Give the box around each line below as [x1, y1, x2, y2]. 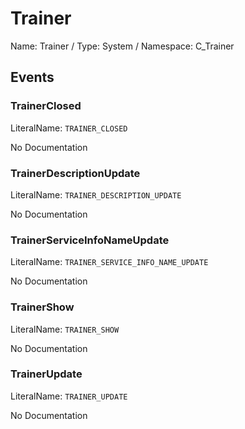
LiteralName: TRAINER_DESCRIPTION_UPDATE [10, 188, 182, 201]
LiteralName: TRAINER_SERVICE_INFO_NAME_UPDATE [10, 256, 209, 268]
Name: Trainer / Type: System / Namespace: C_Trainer [10, 40, 235, 52]
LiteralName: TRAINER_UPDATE [10, 390, 128, 402]
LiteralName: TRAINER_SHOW [10, 323, 120, 335]
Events [10, 69, 55, 86]
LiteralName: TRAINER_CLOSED [10, 122, 128, 134]
